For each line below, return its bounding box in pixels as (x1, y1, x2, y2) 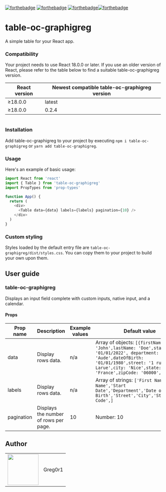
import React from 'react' (5, 176, 61, 181)
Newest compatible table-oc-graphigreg (52, 84, 152, 91)
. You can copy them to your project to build (62, 250, 152, 256)
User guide (5, 269, 40, 278)
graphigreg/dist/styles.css (5, 251, 63, 256)
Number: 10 (95, 414, 124, 421)
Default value (123, 328, 156, 334)
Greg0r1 (43, 466, 63, 473)
